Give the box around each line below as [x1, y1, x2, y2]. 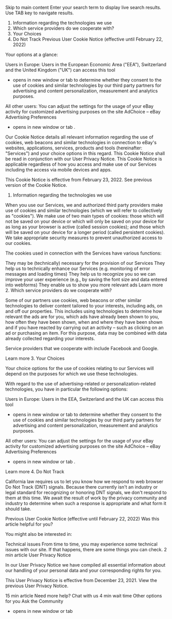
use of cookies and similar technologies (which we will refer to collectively [5, 207, 163, 214]
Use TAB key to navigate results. [5, 10, 74, 16]
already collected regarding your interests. [5, 336, 95, 341]
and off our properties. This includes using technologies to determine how [5, 308, 162, 314]
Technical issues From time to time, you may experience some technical [5, 541, 158, 547]
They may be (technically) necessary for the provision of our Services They [5, 260, 165, 266]
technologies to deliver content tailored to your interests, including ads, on [5, 303, 163, 308]
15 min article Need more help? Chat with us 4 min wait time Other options [5, 593, 162, 598]
